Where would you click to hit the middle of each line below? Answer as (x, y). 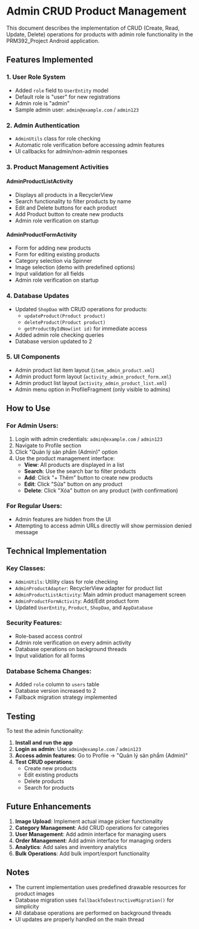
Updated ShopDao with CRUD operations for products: (81, 309)
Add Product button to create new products (69, 214)
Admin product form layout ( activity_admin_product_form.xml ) (93, 376)
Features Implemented (50, 60)
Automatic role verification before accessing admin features (90, 145)
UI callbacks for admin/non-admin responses (71, 151)
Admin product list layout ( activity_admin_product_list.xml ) (91, 383)
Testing (21, 716)
